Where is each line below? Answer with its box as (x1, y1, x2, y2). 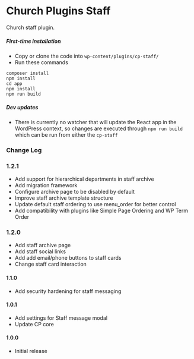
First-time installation (6, 37, 61, 45)
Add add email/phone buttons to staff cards (14, 254, 122, 262)
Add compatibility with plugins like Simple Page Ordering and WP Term (14, 207, 189, 215)
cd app (6, 80, 23, 87)
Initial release (14, 348, 47, 354)
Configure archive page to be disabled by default (14, 188, 135, 196)
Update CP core (14, 320, 55, 327)
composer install (6, 70, 49, 76)
